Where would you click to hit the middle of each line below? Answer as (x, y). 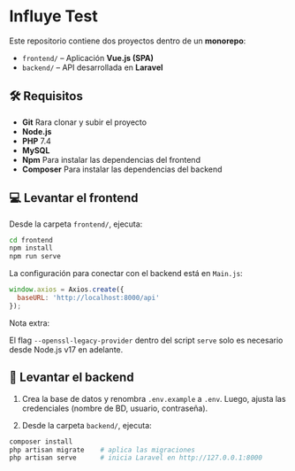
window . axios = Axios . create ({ (67, 290)
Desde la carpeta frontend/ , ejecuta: (76, 224)
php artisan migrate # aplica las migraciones (102, 450)
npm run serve (35, 257)
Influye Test (54, 16)
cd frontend (31, 240)
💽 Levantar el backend (72, 378)
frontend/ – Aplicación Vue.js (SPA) (88, 58)
